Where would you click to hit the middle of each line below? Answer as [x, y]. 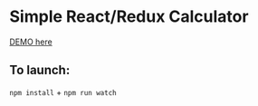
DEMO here [31, 42]
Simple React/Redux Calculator [129, 17]
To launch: [40, 70]
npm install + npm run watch [63, 92]
